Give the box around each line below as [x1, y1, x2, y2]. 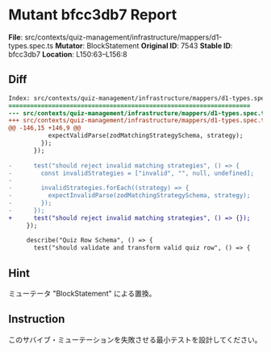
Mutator [55, 40, 83, 50]
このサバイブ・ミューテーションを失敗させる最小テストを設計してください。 [8, 334, 262, 344]
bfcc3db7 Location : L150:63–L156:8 [8, 49, 127, 59]
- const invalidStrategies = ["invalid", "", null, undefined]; [8, 169, 254, 177]
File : [8, 32, 23, 42]
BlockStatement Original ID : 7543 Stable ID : [86, 40, 233, 50]
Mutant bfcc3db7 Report [8, 6, 177, 24]
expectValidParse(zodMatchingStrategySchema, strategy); [48, 131, 244, 140]
